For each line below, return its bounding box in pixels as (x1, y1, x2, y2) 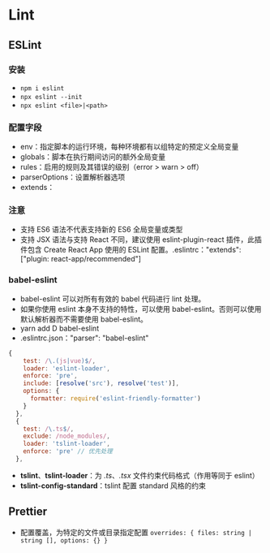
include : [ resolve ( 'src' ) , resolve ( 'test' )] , (23, 379, 180, 387)
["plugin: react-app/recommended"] (19, 254, 142, 264)
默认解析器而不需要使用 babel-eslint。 (19, 314, 148, 324)
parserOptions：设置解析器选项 (19, 172, 126, 182)
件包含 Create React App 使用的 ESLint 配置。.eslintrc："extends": (19, 245, 242, 255)
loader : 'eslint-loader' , (23, 364, 111, 373)
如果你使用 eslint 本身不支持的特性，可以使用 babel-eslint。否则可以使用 (19, 304, 262, 313)
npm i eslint (19, 84, 65, 93)
